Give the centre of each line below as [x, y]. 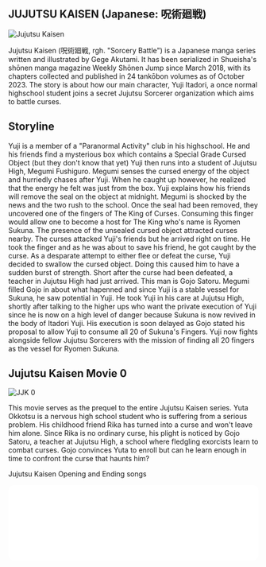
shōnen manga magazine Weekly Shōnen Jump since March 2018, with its [130, 68]
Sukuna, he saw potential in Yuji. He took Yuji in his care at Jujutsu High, [126, 297]
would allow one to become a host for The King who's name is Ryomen [124, 222]
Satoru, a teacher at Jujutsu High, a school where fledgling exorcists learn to [133, 442]
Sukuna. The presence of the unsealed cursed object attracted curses [123, 230]
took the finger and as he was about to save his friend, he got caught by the [132, 247]
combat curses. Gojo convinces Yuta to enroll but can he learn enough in [128, 450]
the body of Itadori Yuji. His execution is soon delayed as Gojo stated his [127, 323]
